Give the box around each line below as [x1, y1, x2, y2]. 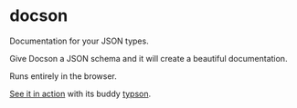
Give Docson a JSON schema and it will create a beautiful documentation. [9, 53, 288, 64]
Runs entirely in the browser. [9, 70, 117, 82]
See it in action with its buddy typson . [9, 88, 152, 99]
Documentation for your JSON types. [9, 35, 149, 46]
